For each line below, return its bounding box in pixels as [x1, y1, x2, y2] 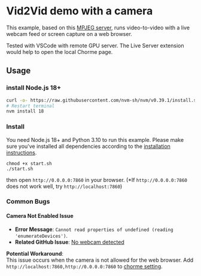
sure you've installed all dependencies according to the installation [6, 142, 170, 150]
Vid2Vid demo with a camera [6, 4, 153, 18]
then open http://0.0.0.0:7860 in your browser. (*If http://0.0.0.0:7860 [6, 176, 187, 183]
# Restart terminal [6, 103, 55, 109]
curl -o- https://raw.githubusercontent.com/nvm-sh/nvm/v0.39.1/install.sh [6, 97, 199, 103]
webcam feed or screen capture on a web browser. [6, 30, 133, 37]
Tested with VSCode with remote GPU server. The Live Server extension [6, 42, 184, 49]
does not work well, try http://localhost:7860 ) [6, 183, 123, 190]
